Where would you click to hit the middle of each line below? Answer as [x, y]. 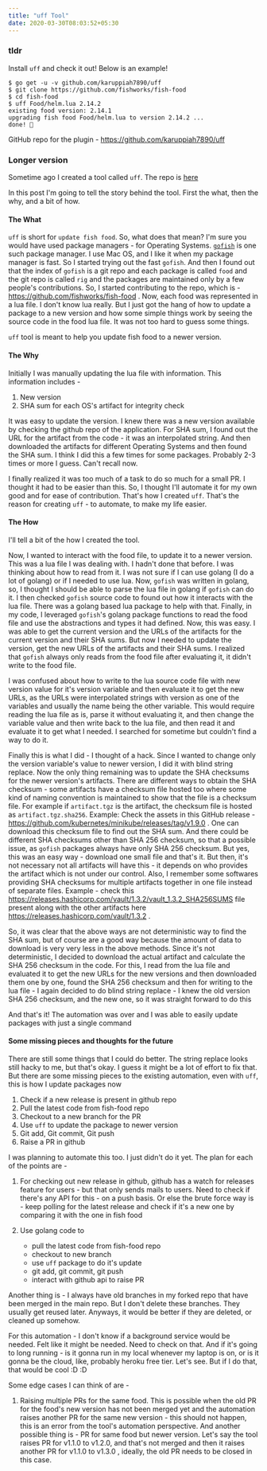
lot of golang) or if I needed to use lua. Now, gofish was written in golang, [129, 580]
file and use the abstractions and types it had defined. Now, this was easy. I [132, 622]
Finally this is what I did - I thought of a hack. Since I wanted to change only [132, 755]
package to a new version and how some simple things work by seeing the [130, 313]
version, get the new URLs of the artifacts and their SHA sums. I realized [126, 648]
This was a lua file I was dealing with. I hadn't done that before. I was [121, 564]
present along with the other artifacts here [77, 907]
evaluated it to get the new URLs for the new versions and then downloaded [132, 974]
